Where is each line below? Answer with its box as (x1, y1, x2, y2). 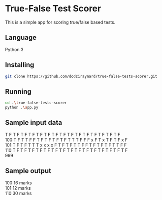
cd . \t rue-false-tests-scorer (5, 100, 67, 106)
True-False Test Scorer (5, 3, 101, 14)
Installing (5, 61, 34, 69)
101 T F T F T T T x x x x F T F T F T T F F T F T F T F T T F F (5, 142, 127, 148)
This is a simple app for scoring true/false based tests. (5, 19, 116, 25)
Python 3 (5, 46, 24, 52)
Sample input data (5, 118, 63, 127)
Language (5, 33, 37, 42)
